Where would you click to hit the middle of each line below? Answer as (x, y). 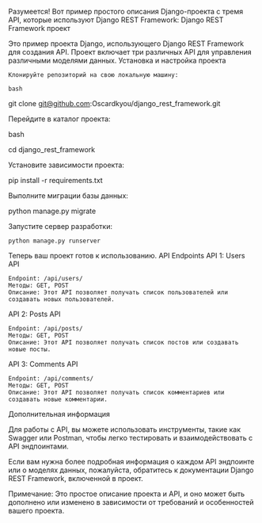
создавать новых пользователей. (61, 300)
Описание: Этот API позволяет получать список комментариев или (116, 392)
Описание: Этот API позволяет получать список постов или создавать (123, 342)
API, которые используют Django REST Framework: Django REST (116, 20)
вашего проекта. (36, 511)
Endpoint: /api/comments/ (51, 379)
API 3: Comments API (43, 364)
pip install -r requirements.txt (55, 180)
